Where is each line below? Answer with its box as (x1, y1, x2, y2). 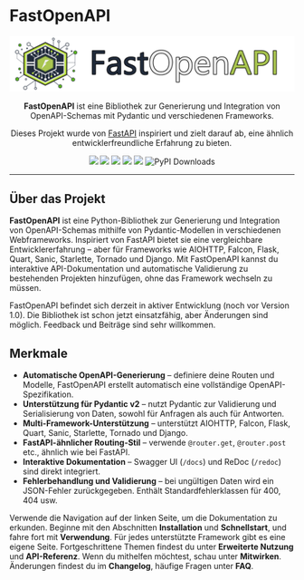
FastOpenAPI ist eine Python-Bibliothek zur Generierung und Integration (9, 215, 280, 227)
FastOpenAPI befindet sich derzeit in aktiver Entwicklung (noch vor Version (9, 300, 290, 311)
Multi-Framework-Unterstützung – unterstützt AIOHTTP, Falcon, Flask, (22, 418, 291, 429)
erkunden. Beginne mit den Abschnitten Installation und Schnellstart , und (9, 522, 287, 533)
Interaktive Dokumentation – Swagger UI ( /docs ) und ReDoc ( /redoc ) (22, 457, 282, 467)
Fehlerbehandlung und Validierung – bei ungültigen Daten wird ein (22, 476, 274, 486)
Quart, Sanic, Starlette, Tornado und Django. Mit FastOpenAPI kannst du (9, 254, 279, 265)
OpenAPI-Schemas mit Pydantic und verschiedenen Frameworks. (30, 111, 274, 121)
